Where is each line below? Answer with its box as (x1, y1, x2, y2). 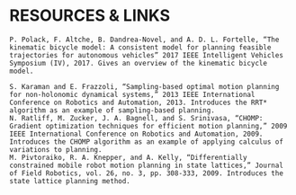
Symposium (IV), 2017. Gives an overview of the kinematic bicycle (9, 58, 268, 67)
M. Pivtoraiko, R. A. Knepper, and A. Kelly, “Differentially (9, 153, 247, 162)
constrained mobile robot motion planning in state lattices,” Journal (9, 161, 283, 170)
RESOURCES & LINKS (9, 5, 171, 26)
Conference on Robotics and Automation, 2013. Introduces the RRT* (9, 98, 268, 107)
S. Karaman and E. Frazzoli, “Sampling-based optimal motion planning (9, 82, 280, 91)
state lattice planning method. (9, 176, 130, 185)
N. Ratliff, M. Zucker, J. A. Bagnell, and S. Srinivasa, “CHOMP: (9, 113, 264, 122)
